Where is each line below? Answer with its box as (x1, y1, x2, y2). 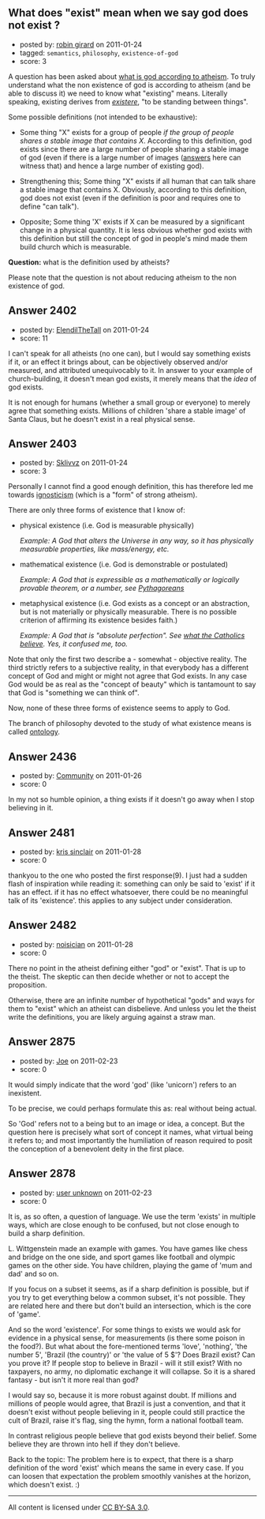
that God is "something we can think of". (8, 688, 140, 697)
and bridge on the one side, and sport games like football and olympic (8, 1252, 236, 1261)
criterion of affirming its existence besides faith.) (19, 615, 178, 625)
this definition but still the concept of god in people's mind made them (19, 233, 248, 243)
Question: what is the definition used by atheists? (8, 257, 170, 267)
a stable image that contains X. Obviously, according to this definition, (19, 185, 247, 194)
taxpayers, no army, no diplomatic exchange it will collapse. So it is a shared (8, 1367, 256, 1376)
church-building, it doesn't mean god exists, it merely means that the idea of (8, 374, 257, 383)
